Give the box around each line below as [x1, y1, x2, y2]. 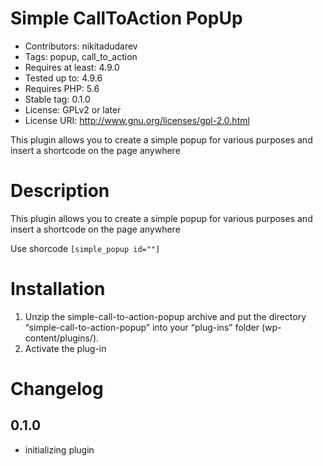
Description [10, 180, 110, 202]
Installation [10, 278, 106, 301]
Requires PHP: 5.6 [24, 82, 100, 94]
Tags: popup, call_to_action [24, 50, 138, 62]
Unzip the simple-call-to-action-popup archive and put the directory [24, 310, 307, 322]
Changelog [10, 378, 104, 400]
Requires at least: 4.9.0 [24, 61, 120, 73]
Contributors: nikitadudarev [24, 40, 138, 52]
